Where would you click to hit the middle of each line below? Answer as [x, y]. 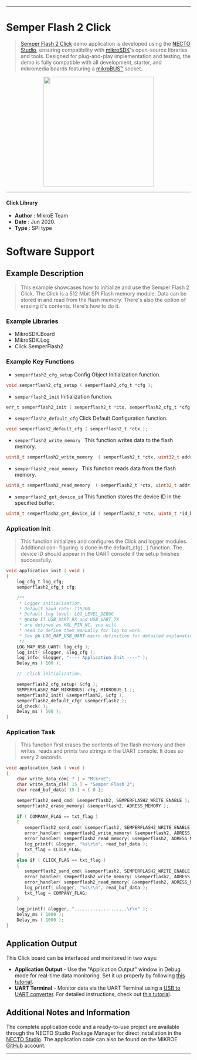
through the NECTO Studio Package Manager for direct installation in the [94, 1033]
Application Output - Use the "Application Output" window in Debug [97, 969]
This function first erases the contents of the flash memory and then [103, 745]
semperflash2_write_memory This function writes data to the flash [94, 440]
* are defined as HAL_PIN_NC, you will [68, 625]
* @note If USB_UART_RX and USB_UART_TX [69, 620]
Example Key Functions [40, 362]
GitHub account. [26, 1045]
